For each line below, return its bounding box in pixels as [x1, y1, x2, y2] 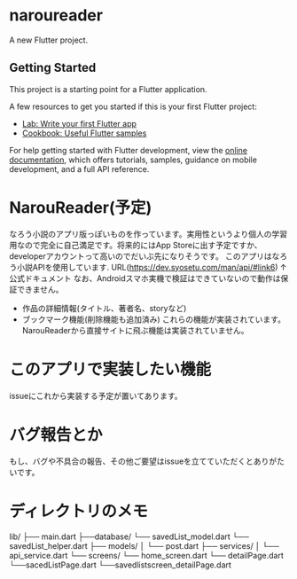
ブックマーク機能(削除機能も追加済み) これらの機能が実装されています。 [21, 314, 286, 325]
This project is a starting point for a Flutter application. [9, 83, 207, 94]
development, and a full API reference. [9, 163, 150, 174]
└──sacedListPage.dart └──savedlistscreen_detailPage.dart [9, 559, 232, 570]
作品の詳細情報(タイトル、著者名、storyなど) [21, 302, 187, 313]
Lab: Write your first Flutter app [21, 118, 137, 129]
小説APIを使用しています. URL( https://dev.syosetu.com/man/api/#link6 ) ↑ [16, 262, 287, 272]
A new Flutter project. [9, 35, 89, 45]
